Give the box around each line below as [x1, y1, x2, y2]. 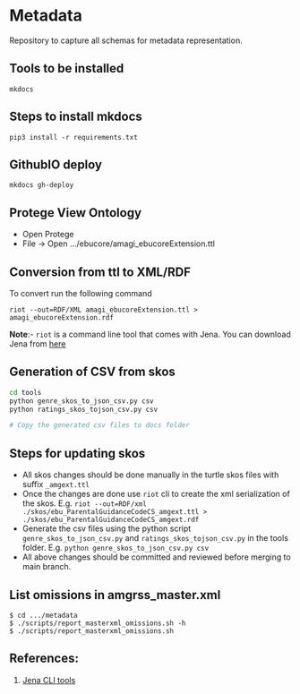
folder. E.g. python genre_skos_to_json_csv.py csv [21, 543, 210, 553]
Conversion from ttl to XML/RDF [9, 264, 191, 279]
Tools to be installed [9, 61, 124, 76]
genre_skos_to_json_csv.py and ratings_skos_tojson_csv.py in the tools [21, 533, 289, 544]
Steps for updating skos [9, 445, 146, 461]
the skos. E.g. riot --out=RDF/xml [21, 498, 148, 509]
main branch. [21, 561, 72, 572]
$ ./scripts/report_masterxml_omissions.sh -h [9, 619, 186, 628]
